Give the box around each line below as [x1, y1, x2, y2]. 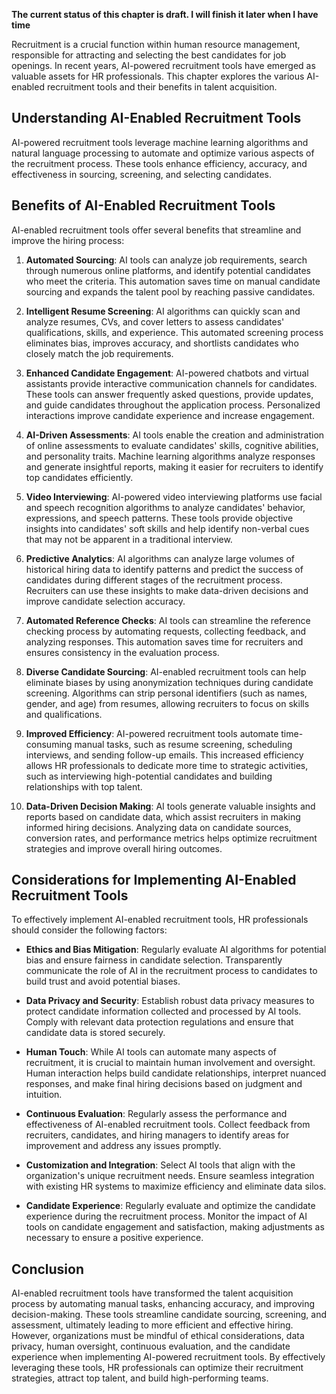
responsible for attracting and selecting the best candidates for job [11, 49, 287, 61]
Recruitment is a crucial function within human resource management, [11, 39, 301, 50]
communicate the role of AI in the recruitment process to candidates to [25, 965, 318, 977]
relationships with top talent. [25, 780, 143, 793]
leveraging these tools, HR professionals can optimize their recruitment [11, 1362, 304, 1374]
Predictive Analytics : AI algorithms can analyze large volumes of [25, 552, 295, 564]
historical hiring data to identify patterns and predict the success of [25, 563, 304, 575]
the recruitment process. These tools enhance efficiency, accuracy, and [11, 157, 308, 169]
